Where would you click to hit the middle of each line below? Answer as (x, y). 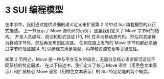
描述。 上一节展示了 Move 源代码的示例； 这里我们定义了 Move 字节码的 (82, 30)
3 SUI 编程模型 (34, 10)
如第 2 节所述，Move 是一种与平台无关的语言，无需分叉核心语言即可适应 (78, 59)
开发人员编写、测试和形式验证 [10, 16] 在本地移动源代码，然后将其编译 (85, 37)
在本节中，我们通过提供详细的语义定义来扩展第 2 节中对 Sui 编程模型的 (76, 24)
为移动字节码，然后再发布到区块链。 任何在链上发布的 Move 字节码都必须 (79, 42)
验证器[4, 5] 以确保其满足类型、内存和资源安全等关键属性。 (82, 49)
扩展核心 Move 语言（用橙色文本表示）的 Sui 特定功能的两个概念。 (85, 71)
